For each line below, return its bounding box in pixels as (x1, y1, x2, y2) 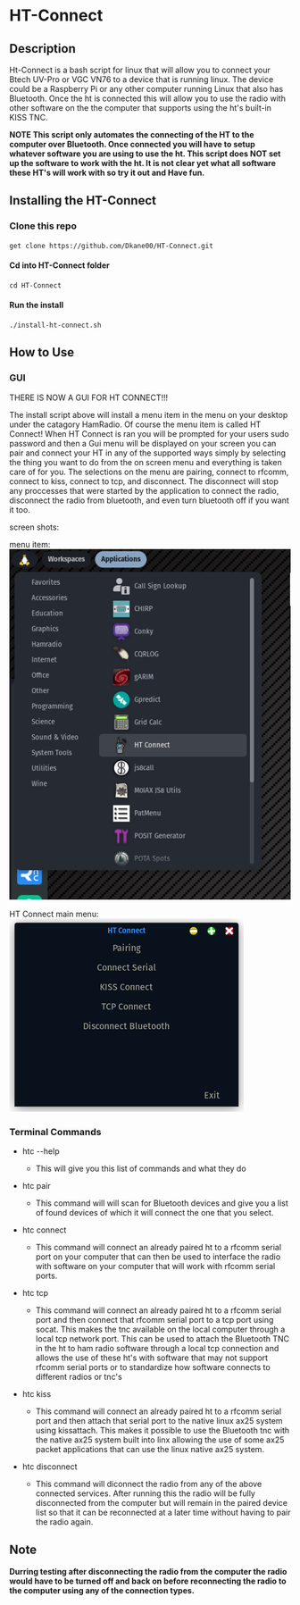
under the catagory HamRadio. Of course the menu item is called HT (9, 419, 262, 430)
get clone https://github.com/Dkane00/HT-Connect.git (9, 241, 214, 250)
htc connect (21, 1225, 67, 1235)
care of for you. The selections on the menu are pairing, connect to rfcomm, (9, 466, 289, 477)
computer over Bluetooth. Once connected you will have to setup (9, 139, 256, 149)
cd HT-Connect (9, 280, 62, 290)
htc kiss (21, 1388, 52, 1399)
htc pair (21, 1180, 51, 1191)
